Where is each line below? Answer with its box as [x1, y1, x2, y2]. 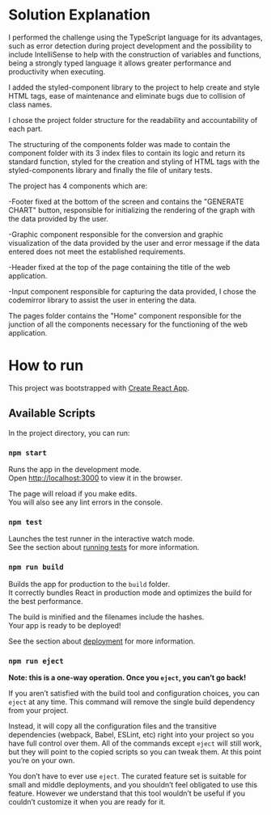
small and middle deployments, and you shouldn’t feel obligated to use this [8, 779, 257, 789]
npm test [8, 517, 43, 526]
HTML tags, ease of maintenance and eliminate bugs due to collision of [8, 91, 246, 100]
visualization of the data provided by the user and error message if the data [8, 238, 260, 247]
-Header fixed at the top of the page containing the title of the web [8, 262, 231, 272]
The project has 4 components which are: [8, 180, 148, 191]
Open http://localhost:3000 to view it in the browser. [8, 473, 183, 483]
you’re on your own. [8, 755, 75, 765]
